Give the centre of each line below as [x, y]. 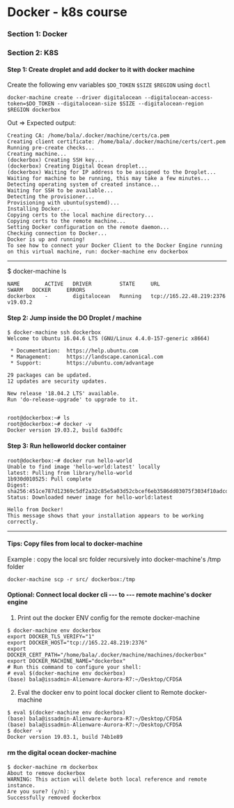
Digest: [18, 485]
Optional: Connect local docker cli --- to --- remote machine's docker [110, 595]
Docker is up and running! [46, 240]
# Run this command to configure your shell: [74, 668]
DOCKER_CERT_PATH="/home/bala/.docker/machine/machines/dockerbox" [107, 655]
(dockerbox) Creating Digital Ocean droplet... [78, 166]
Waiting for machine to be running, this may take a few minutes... [109, 179]
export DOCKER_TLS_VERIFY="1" [51, 637]
